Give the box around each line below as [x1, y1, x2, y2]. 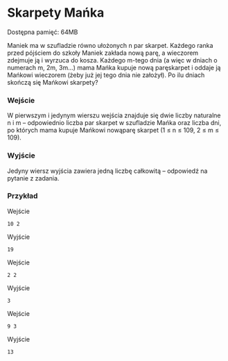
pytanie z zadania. [7, 174, 60, 182]
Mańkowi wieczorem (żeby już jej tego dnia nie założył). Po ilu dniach [7, 71, 205, 79]
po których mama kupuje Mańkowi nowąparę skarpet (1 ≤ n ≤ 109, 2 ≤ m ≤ [7, 126, 220, 135]
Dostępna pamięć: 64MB [7, 28, 78, 36]
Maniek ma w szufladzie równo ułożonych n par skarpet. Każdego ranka [7, 41, 213, 49]
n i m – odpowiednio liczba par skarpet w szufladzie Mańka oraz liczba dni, [7, 119, 222, 127]
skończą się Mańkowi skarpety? [7, 78, 98, 86]
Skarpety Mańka [7, 5, 105, 21]
